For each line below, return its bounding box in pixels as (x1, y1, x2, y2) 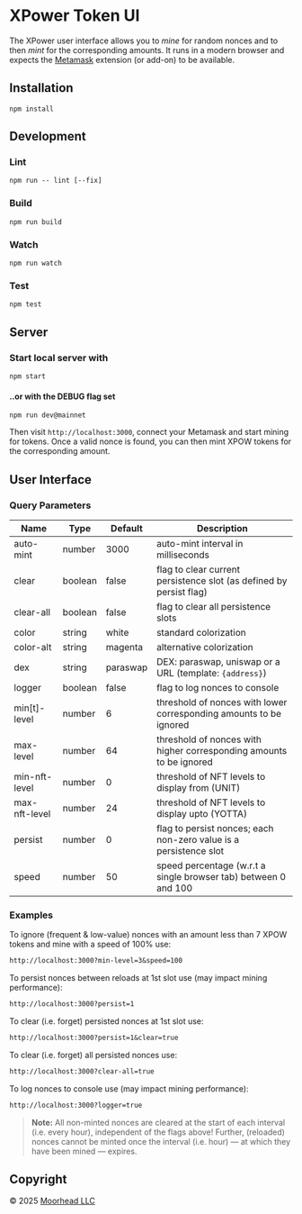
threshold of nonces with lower (155, 695, 288, 708)
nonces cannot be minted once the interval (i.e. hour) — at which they (31, 1136, 291, 1146)
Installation (9, 80, 74, 95)
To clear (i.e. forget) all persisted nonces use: (9, 1049, 178, 1060)
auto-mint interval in (155, 537, 244, 549)
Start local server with (9, 351, 109, 364)
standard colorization (155, 626, 246, 639)
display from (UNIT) (155, 781, 241, 793)
